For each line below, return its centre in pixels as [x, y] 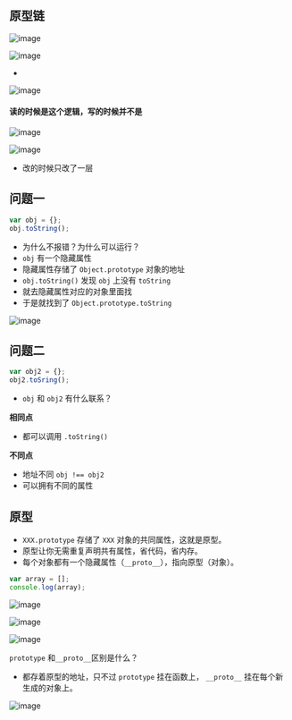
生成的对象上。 [50, 688]
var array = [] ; [39, 579]
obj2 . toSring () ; [39, 380]
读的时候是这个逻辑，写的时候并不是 [76, 112]
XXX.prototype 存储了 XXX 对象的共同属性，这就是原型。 [124, 539]
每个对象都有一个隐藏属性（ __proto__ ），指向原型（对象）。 [130, 562]
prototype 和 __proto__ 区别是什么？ [74, 657]
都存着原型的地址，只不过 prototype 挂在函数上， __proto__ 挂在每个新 [153, 676]
